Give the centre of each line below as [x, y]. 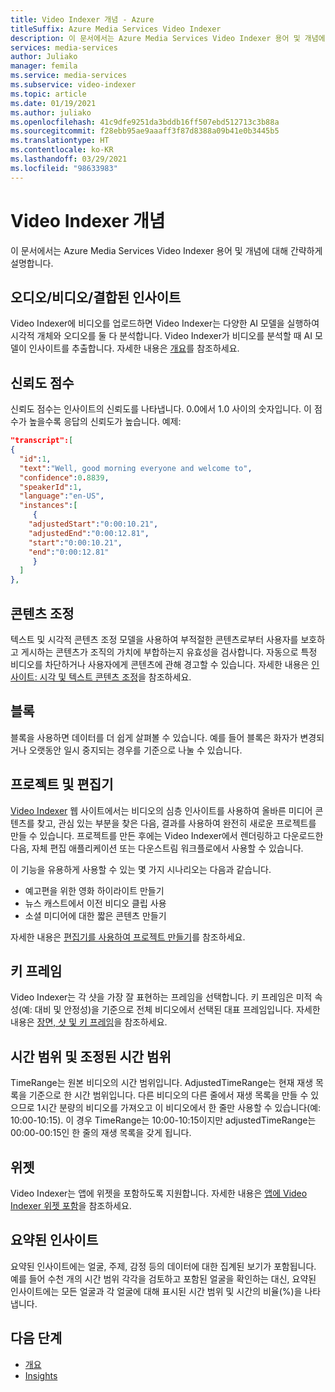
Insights [41, 1375]
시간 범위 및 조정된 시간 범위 [91, 1056]
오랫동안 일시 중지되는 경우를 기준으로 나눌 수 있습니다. [135, 750]
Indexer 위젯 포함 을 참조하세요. [71, 1206]
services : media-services [64, 47]
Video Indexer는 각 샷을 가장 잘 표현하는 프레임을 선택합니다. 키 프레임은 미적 [161, 997]
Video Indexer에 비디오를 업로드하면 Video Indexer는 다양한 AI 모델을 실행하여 [165, 323]
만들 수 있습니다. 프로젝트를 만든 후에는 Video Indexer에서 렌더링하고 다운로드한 [167, 835]
